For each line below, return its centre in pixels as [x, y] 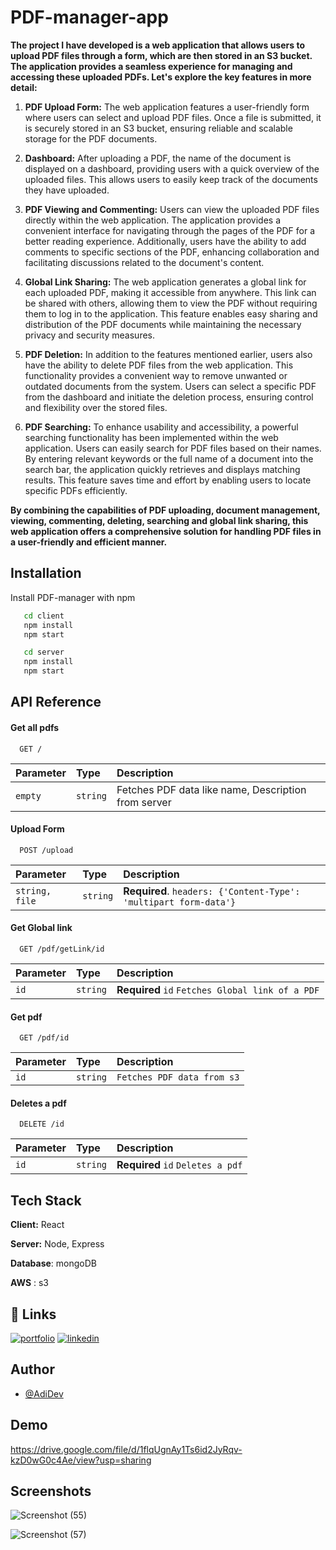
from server [144, 802]
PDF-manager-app [89, 17]
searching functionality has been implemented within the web [151, 437]
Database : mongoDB [53, 1263]
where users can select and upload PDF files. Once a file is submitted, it [173, 117]
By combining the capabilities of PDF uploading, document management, [165, 510]
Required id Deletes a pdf [179, 1165]
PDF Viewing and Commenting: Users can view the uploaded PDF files [172, 209]
